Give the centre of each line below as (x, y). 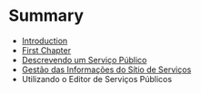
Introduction (45, 41)
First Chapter (46, 50)
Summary (46, 16)
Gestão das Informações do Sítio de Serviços (106, 70)
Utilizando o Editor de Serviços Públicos (97, 79)
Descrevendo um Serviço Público (84, 60)
